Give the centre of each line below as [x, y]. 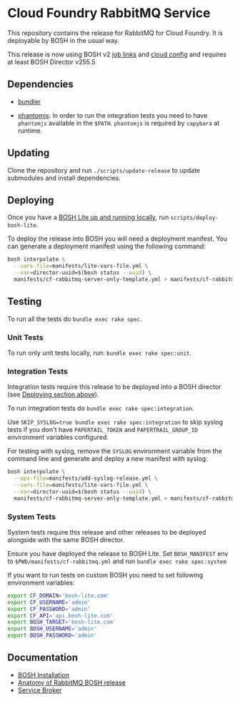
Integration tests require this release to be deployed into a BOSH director [114, 387]
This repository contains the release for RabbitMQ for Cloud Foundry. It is [115, 33]
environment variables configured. [58, 438]
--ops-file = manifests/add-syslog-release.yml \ [86, 479]
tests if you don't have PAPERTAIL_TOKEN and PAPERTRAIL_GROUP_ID [103, 430]
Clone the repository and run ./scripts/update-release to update [104, 170]
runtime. [30, 131]
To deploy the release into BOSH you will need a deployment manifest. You [117, 239]
